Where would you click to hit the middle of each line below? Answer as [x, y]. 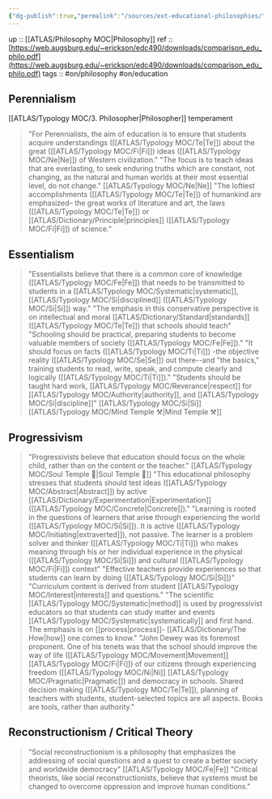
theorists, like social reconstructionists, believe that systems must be [143, 778]
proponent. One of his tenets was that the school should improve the [142, 647]
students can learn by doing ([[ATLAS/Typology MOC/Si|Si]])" [131, 578]
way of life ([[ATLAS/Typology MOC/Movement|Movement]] [128, 655]
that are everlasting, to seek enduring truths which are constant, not [141, 169]
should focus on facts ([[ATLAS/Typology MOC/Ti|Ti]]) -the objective [143, 352]
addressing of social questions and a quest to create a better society [143, 760]
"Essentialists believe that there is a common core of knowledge [135, 274]
